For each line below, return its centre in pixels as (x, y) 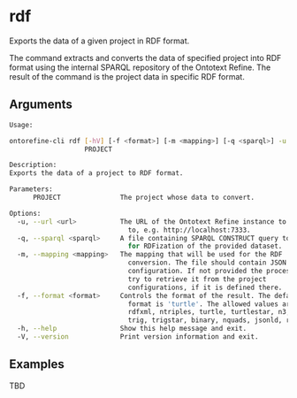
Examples (37, 364)
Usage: (21, 125)
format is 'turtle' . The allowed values (203, 304)
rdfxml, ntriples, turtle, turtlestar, (201, 312)
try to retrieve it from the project (197, 279)
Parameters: (31, 189)
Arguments (41, 105)
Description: (33, 165)
